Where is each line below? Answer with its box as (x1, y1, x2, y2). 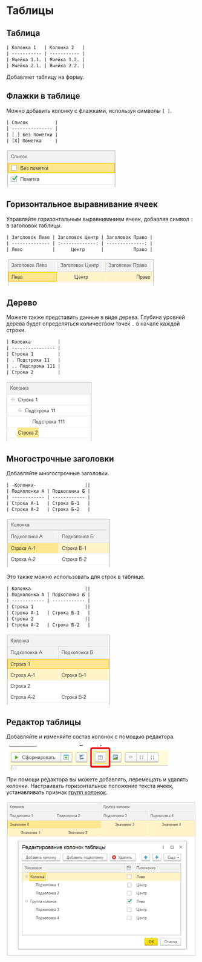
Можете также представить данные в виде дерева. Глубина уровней (6, 313, 186, 321)
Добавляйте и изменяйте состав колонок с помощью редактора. (6, 733, 175, 740)
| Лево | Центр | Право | (6, 246, 153, 252)
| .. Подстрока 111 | (6, 363, 61, 370)
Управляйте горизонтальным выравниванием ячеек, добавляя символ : (6, 215, 194, 222)
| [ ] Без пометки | (6, 132, 59, 138)
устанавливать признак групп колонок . (6, 789, 108, 796)
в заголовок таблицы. (6, 222, 62, 229)
